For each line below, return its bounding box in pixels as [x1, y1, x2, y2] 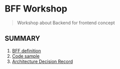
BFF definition [12, 47, 41, 53]
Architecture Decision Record [12, 58, 73, 64]
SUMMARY [5, 34, 41, 43]
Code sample [12, 53, 40, 59]
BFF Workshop [5, 3, 67, 15]
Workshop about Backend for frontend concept [17, 20, 115, 26]
